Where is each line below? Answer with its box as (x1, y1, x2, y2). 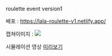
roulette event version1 (5, 5, 63, 12)
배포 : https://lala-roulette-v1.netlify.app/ (5, 17, 106, 25)
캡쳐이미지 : (5, 30, 34, 37)
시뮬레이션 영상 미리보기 (5, 43, 63, 50)
